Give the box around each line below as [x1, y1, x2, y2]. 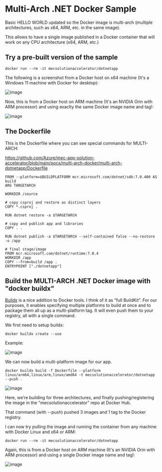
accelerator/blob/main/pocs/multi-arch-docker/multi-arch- [5, 160, 123, 166]
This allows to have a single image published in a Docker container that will [5, 34, 155, 40]
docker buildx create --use [5, 332, 62, 337]
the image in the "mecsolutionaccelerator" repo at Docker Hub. [5, 400, 131, 406]
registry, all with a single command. [5, 313, 76, 319]
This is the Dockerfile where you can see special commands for [5, 140, 132, 146]
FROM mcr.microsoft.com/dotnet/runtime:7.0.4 [5, 251, 98, 256]
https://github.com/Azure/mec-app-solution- [5, 154, 95, 161]
